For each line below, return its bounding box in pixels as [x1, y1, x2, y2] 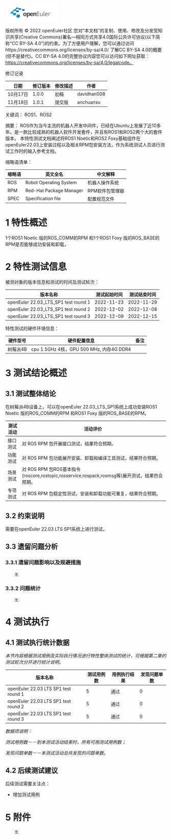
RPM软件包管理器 [87, 187, 125, 193]
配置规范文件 [87, 196, 115, 202]
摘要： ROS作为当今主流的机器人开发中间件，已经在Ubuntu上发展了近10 [5, 122, 157, 128]
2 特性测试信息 [5, 261, 67, 273]
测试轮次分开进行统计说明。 [5, 659, 64, 665]
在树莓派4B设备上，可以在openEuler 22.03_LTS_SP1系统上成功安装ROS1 [5, 404, 157, 410]
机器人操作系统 [87, 180, 119, 186]
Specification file [25, 196, 61, 202]
